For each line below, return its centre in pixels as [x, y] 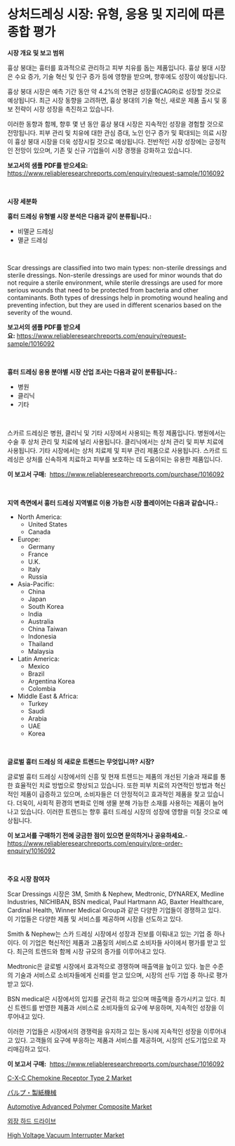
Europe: [29, 539]
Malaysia [41, 651]
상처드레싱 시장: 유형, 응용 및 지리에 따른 [116, 14]
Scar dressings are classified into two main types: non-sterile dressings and [117, 267]
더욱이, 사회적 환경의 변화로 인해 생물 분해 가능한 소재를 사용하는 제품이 [114, 803]
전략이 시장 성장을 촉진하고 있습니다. [64, 109]
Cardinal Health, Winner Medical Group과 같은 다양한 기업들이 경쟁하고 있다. [114, 910]
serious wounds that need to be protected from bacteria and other [103, 290]
